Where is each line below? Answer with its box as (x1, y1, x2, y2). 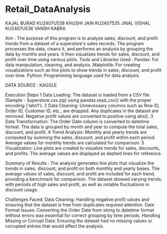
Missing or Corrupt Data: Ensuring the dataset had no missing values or (5, 217, 152, 223)
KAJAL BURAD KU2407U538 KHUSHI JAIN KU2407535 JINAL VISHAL (5, 20, 151, 26)
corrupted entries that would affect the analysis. (5, 223, 104, 229)
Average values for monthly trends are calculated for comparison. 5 (5, 139, 144, 146)
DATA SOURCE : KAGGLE (5, 82, 57, 88)
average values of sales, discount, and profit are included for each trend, (5, 170, 155, 176)
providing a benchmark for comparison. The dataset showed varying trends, (5, 176, 162, 182)
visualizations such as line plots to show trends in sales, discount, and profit (5, 67, 161, 73)
